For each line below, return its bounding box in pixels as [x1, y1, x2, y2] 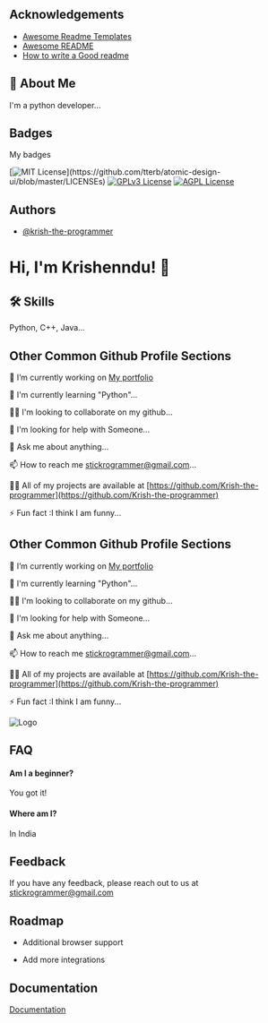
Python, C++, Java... [9, 322, 85, 333]
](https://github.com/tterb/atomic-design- [65, 167, 221, 177]
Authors [9, 202, 56, 218]
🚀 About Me [9, 76, 76, 91]
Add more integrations [22, 954, 106, 966]
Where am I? [9, 808, 57, 819]
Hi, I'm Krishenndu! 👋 [9, 257, 170, 278]
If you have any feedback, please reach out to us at [9, 878, 199, 889]
